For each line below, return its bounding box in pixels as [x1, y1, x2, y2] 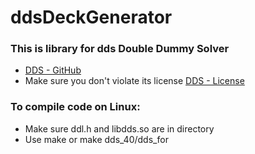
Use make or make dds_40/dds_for [24, 133, 169, 145]
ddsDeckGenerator [10, 6, 173, 29]
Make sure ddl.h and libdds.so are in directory [24, 122, 215, 135]
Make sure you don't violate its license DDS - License [24, 75, 245, 87]
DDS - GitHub [24, 64, 82, 76]
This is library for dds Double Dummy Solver [10, 42, 230, 56]
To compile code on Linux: [10, 100, 141, 114]
